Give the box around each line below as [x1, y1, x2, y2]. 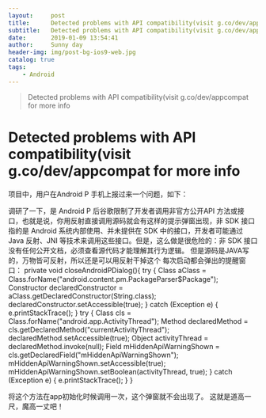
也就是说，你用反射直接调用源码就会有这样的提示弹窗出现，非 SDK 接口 [21, 215, 256, 226]
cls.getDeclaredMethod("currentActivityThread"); [8, 325, 170, 334]
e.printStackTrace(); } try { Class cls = [8, 308, 132, 317]
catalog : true [8, 56, 55, 64]
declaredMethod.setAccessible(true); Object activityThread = [8, 333, 209, 343]
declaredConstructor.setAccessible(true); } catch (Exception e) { [8, 299, 218, 309]
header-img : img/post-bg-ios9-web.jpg [8, 48, 136, 56]
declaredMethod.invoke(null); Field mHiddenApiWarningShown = [8, 341, 220, 351]
